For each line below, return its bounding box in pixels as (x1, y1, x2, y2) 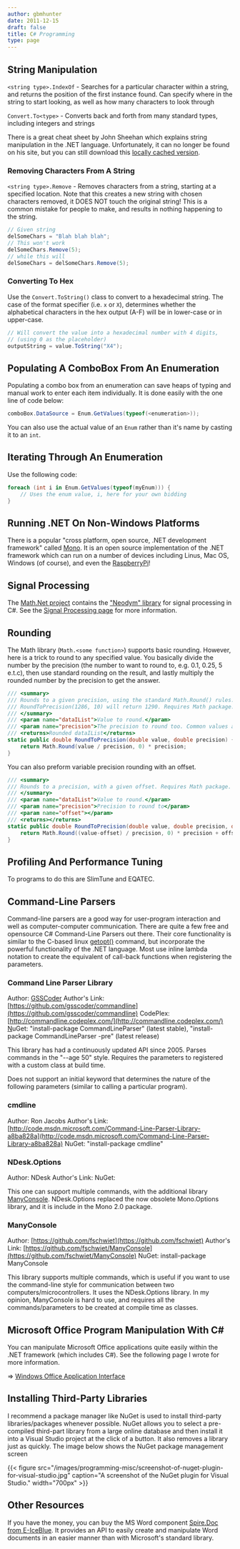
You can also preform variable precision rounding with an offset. (7, 762, 196, 771)
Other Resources (7, 1499, 84, 1511)
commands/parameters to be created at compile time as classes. (7, 1303, 199, 1312)
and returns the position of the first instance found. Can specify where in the (7, 90, 233, 99)
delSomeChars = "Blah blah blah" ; (7, 233, 111, 240)
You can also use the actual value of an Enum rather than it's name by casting (7, 423, 233, 432)
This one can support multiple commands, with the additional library (7, 1187, 209, 1195)
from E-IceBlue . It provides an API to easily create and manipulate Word (7, 1525, 219, 1534)
